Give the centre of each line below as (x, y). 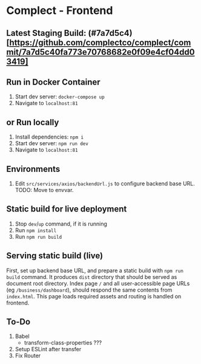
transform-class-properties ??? (63, 343)
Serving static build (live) (55, 256)
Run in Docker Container (54, 82)
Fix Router (28, 355)
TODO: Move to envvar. (44, 190)
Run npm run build (38, 236)
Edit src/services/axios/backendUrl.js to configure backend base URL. (105, 184)
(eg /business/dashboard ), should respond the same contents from (89, 290)
